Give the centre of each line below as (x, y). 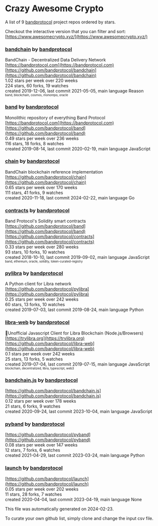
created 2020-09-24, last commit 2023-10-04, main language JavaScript (79, 411)
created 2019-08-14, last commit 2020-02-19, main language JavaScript (78, 149)
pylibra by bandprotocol (34, 273)
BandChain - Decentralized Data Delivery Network (56, 60)
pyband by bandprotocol (35, 424)
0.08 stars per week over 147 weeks (41, 445)
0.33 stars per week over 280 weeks (42, 247)
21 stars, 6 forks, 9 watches (33, 406)
